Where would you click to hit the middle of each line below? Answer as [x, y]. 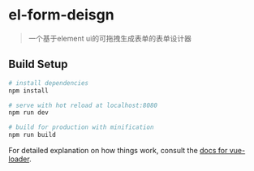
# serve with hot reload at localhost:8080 [83, 105]
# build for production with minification [81, 127]
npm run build [32, 135]
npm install [28, 91]
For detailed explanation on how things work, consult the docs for [118, 150]
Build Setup [38, 64]
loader [19, 159]
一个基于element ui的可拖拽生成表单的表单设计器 [110, 38]
